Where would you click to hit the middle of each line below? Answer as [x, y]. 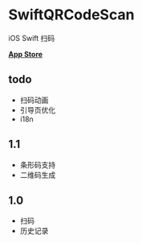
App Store [25, 54]
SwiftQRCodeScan [71, 15]
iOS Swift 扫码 [32, 38]
